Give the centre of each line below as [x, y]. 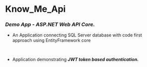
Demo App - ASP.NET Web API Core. [50, 25]
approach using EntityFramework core [51, 40]
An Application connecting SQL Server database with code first [77, 35]
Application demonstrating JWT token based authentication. [75, 60]
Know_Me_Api [36, 9]
